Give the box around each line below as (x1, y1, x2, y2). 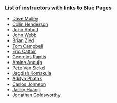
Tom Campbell (12, 43, 43, 49)
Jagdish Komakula (12, 70, 52, 76)
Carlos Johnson (12, 81, 46, 87)
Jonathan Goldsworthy (12, 92, 61, 98)
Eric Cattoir (12, 48, 36, 55)
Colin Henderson (12, 21, 48, 27)
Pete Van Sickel (12, 65, 46, 71)
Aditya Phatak (12, 76, 42, 82)
